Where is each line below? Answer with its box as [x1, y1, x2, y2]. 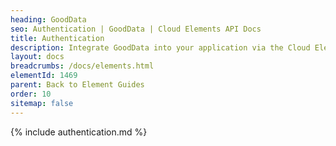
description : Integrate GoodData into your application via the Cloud [10, 42, 311, 53]
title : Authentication [10, 33, 105, 43]
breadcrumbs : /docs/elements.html [10, 61, 155, 71]
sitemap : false [10, 98, 74, 108]
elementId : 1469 [10, 71, 78, 81]
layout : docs [10, 52, 65, 62]
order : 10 [10, 89, 52, 99]
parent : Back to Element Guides [10, 80, 145, 90]
